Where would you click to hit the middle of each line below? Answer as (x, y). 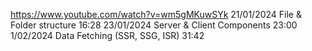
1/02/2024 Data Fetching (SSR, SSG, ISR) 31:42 (107, 35)
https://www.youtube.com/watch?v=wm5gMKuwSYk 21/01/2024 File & (156, 14)
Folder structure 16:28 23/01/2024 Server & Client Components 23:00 (154, 25)
